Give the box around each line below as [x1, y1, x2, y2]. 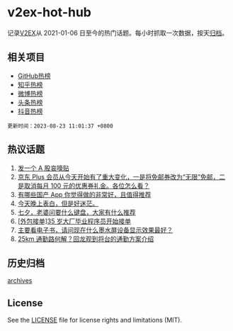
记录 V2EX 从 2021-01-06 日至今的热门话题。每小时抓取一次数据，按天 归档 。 [7, 28, 229, 37]
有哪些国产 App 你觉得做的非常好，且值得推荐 [17, 190, 152, 198]
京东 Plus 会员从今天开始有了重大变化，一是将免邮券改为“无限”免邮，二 [17, 172, 226, 181]
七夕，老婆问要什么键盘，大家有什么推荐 [17, 208, 136, 216]
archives [7, 276, 33, 285]
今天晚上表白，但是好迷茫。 [17, 199, 99, 208]
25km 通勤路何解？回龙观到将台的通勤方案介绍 [17, 235, 154, 243]
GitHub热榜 [17, 72, 51, 80]
